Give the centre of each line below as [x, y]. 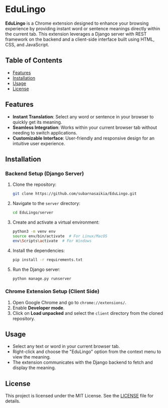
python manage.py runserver [42, 279]
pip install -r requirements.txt [48, 260]
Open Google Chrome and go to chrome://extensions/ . [69, 302]
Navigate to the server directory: [46, 203]
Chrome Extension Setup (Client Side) [52, 292]
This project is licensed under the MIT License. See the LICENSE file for [79, 396]
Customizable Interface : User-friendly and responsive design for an [83, 138]
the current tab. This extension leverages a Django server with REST [76, 34]
